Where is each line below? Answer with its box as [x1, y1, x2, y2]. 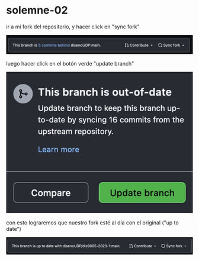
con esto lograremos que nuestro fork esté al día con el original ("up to [6, 219, 179, 226]
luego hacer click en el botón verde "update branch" [6, 60, 134, 67]
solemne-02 [6, 4, 68, 17]
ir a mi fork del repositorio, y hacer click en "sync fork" [6, 23, 140, 30]
